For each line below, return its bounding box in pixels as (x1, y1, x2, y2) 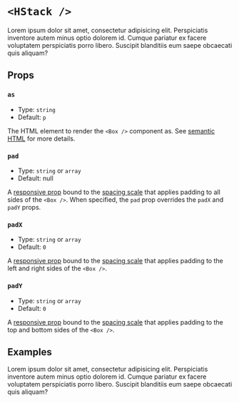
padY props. (7, 203, 41, 211)
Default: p (17, 113, 46, 121)
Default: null (17, 173, 54, 183)
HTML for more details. (7, 134, 76, 143)
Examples (7, 346, 52, 358)
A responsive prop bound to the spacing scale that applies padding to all (7, 188, 221, 196)
